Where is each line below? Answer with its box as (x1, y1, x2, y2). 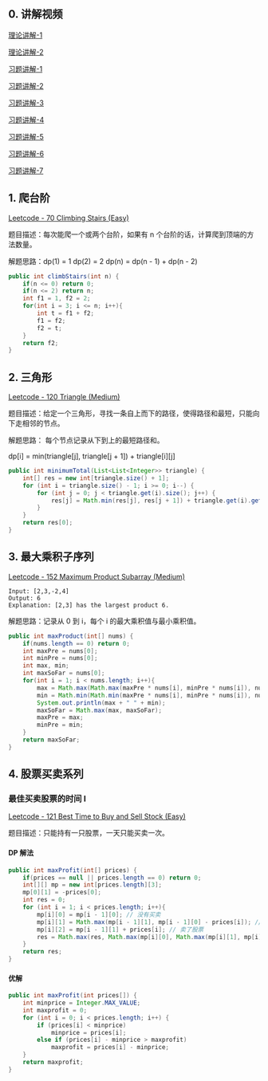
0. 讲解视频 (8, 7, 63, 22)
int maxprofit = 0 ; (22, 1006, 88, 1014)
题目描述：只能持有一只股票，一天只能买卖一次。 (8, 828, 169, 838)
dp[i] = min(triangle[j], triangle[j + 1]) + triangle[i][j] (8, 451, 175, 461)
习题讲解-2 (8, 81, 44, 90)
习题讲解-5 (8, 132, 44, 141)
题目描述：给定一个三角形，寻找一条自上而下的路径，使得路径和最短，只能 (8, 409, 253, 419)
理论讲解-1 (8, 30, 43, 40)
